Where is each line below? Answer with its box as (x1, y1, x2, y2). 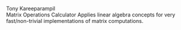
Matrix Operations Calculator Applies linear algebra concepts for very (6, 11, 176, 18)
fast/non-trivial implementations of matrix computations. (6, 18, 144, 24)
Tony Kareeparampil (6, 5, 56, 12)
